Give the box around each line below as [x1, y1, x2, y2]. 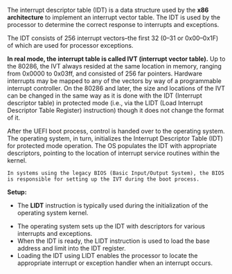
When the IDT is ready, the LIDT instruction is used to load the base [17, 237, 210, 245]
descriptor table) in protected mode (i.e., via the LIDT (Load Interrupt [7, 99, 203, 107]
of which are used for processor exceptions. [7, 42, 134, 49]
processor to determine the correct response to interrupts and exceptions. [7, 21, 220, 28]
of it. [7, 113, 21, 122]
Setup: [7, 188, 27, 196]
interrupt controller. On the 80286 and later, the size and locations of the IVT [7, 84, 226, 92]
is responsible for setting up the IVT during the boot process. [7, 176, 199, 183]
